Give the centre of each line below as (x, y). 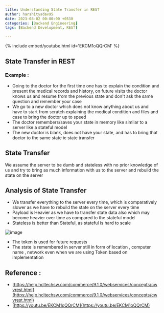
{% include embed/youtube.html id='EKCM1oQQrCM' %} (62, 46)
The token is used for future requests (50, 242)
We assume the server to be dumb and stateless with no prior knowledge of (82, 165)
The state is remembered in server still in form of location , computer (82, 247)
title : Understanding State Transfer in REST (52, 10)
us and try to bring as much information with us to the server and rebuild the (82, 170)
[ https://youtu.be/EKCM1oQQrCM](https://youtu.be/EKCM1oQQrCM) (81, 305)
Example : (17, 75)
